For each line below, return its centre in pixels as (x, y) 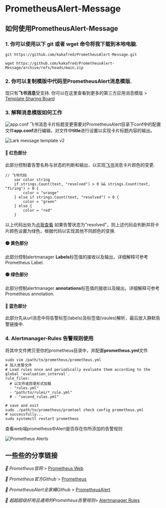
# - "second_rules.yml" (34, 397)
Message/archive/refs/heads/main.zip (44, 68)
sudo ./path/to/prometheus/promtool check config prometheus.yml (74, 410)
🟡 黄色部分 (17, 243)
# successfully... (24, 414)
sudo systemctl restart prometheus (42, 418)
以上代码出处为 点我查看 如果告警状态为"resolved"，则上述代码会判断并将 (80, 224)
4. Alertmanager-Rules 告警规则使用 (49, 338)
